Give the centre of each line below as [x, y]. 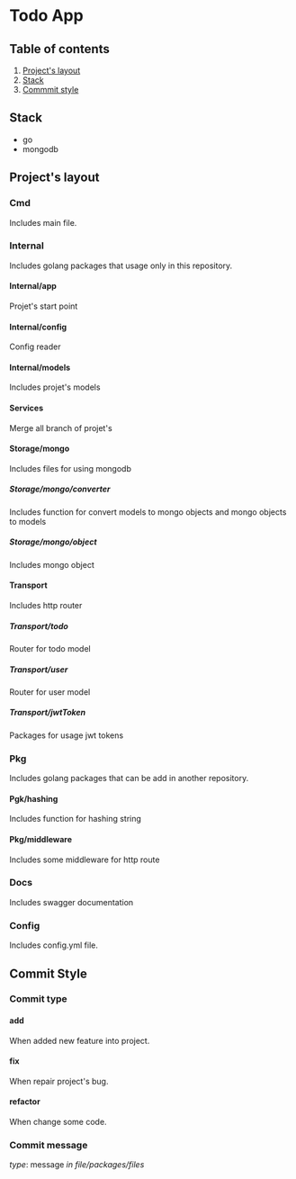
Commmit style [50, 90]
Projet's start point [44, 306]
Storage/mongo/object [53, 542]
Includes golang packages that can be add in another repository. [129, 778]
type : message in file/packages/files [77, 1165]
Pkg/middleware [41, 839]
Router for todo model [50, 648]
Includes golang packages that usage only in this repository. [121, 265]
